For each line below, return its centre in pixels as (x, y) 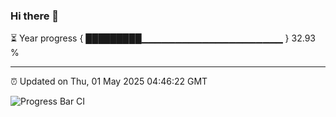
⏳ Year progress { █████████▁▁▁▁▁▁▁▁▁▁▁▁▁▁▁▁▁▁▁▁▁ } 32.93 (163, 38)
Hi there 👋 (35, 16)
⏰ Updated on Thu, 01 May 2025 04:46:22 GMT (109, 81)
